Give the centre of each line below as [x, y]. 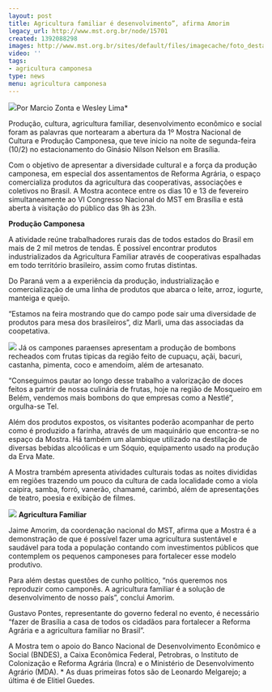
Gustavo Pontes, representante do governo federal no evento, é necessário [134, 613]
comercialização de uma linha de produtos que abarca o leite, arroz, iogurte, [136, 289]
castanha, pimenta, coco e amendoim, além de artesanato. [106, 364]
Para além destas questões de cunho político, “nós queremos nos [118, 580]
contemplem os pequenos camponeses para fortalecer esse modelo [122, 556]
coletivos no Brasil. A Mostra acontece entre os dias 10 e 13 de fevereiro [129, 190]
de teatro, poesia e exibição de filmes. [72, 498]
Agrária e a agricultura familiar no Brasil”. [77, 630]
